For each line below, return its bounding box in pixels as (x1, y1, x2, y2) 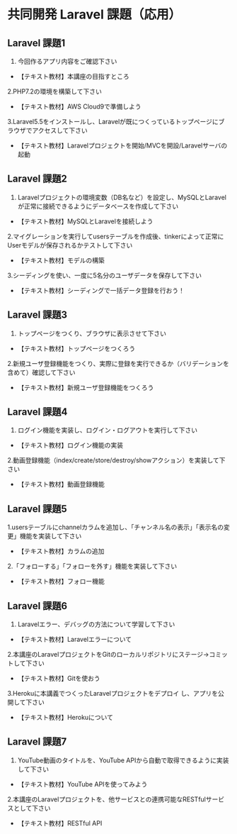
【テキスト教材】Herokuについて (17, 713, 113, 722)
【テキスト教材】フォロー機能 (17, 577, 105, 586)
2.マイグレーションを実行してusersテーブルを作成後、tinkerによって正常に (7, 232, 224, 240)
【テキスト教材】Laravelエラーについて (17, 635, 132, 644)
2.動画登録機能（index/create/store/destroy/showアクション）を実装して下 (7, 456, 226, 465)
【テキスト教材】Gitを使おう (17, 674, 100, 683)
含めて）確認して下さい (7, 368, 76, 377)
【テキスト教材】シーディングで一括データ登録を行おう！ (17, 286, 185, 294)
